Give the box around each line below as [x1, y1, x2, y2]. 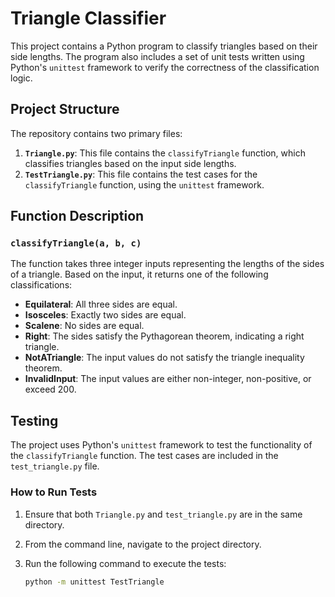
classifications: [10, 279, 73, 291]
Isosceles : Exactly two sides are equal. [24, 309, 187, 321]
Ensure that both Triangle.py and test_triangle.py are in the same [24, 508, 303, 520]
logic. [10, 72, 33, 84]
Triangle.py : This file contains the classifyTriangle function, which [24, 147, 306, 159]
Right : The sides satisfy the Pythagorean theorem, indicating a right [24, 330, 305, 342]
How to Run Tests [10, 485, 98, 499]
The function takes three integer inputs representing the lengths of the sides [10, 258, 325, 270]
